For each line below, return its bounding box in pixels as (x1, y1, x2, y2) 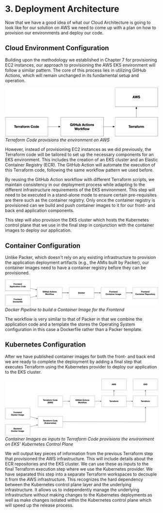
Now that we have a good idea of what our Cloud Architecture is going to (5, 19, 151, 25)
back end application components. (5, 208, 74, 214)
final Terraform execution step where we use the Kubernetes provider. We (5, 466, 153, 472)
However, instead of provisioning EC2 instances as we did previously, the (5, 147, 151, 152)
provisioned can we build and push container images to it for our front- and (5, 202, 155, 208)
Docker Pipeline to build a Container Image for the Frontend (5, 307, 125, 312)
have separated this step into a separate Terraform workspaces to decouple (5, 471, 157, 477)
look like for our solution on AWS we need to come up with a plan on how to (5, 24, 156, 30)
